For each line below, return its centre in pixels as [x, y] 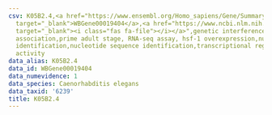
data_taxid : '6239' [41, 91]
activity [30, 53]
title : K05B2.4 [34, 99]
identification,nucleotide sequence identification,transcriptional [134, 46]
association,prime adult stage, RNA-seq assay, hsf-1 [108, 38]
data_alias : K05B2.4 [43, 62]
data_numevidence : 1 [43, 76]
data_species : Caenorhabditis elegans [74, 83]
